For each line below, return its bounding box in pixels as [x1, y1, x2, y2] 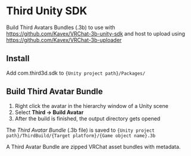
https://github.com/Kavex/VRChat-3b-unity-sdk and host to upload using [6, 30, 186, 37]
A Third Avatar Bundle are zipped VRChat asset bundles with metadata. [6, 143, 181, 150]
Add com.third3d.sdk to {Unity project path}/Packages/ [6, 69, 146, 77]
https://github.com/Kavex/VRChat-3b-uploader [6, 36, 122, 43]
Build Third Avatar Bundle [6, 87, 103, 97]
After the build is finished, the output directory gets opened [14, 114, 161, 122]
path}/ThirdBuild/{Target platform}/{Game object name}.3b [6, 132, 156, 139]
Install [6, 53, 30, 63]
